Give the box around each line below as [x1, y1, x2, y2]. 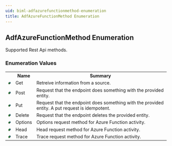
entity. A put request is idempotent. [36, 105, 111, 111]
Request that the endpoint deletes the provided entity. [36, 112, 150, 118]
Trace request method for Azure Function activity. [36, 133, 141, 139]
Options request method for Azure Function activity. [36, 119, 146, 126]
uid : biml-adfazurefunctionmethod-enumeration [5, 8, 106, 13]
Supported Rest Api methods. [5, 47, 68, 53]
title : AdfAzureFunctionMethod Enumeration [5, 13, 100, 19]
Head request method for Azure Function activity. [36, 126, 141, 133]
